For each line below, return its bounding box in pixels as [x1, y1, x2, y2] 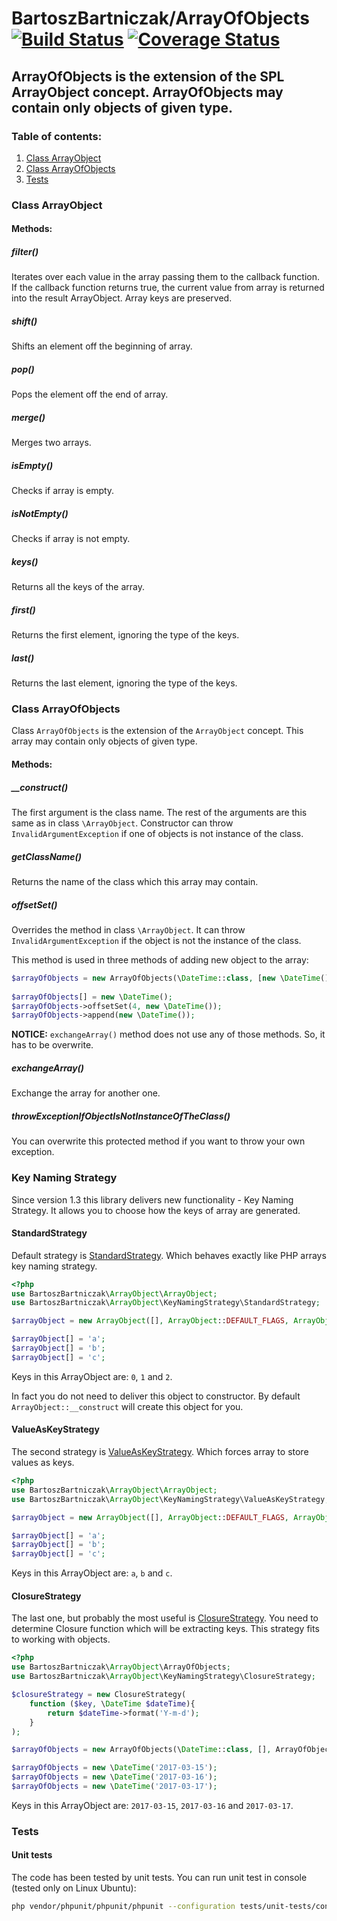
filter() [11, 245, 39, 257]
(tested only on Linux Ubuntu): [11, 1882, 137, 1894]
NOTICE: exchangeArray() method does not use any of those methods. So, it [11, 1028, 326, 1041]
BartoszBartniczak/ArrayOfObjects [11, 7, 310, 30]
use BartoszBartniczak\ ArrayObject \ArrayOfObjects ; [11, 1662, 231, 1672]
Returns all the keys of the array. [11, 581, 145, 593]
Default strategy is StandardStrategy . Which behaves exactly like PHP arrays [11, 1249, 327, 1261]
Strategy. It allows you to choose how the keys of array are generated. [11, 1204, 301, 1216]
